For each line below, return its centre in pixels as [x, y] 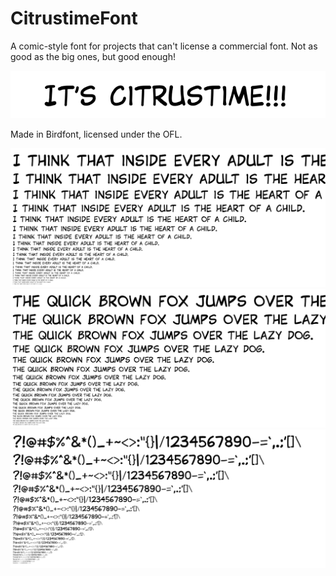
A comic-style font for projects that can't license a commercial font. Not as [164, 46]
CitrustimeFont [74, 18]
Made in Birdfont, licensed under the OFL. [96, 134]
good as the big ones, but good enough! [93, 56]
